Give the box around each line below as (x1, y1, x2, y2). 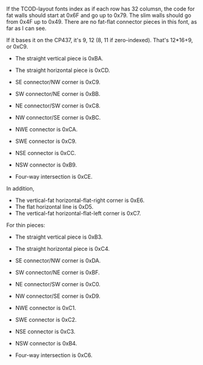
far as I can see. (6, 24, 47, 32)
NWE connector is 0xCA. (15, 126, 78, 133)
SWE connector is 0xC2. (15, 316, 77, 323)
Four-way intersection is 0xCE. (15, 173, 93, 180)
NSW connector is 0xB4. (15, 340, 77, 347)
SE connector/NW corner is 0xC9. (15, 79, 101, 85)
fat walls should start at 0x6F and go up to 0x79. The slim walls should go (6, 12, 191, 19)
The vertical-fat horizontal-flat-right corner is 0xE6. (15, 197, 145, 204)
